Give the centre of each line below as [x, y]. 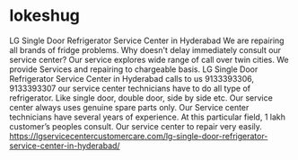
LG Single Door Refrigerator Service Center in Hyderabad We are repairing [147, 40]
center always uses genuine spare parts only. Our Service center [129, 107]
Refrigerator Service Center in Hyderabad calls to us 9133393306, [131, 78]
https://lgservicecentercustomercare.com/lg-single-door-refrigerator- [139, 136]
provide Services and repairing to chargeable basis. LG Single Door [134, 69]
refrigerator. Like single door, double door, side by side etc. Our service [141, 98]
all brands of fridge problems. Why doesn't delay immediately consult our [145, 49]
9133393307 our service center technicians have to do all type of [130, 88]
